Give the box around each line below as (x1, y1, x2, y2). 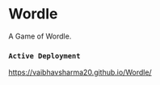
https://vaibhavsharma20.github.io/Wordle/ (8, 67, 152, 77)
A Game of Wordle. (8, 31, 72, 41)
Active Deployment (8, 51, 81, 60)
